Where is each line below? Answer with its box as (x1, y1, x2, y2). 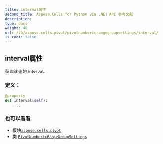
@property (5, 93, 26, 98)
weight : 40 (5, 26, 28, 31)
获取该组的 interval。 (5, 68, 48, 74)
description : (5, 16, 32, 21)
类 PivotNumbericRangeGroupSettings (12, 133, 87, 139)
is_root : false (5, 35, 37, 40)
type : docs (5, 21, 28, 26)
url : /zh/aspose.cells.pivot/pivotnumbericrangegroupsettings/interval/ (5, 30, 159, 35)
